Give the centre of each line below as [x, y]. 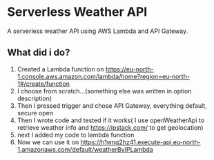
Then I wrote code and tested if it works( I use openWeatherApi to [111, 120]
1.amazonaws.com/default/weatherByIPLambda [85, 149]
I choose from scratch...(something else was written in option [104, 91]
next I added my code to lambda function [76, 135]
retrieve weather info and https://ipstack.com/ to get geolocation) [110, 127]
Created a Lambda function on [61, 69]
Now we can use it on [48, 142]
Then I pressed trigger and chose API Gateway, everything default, [112, 105]
